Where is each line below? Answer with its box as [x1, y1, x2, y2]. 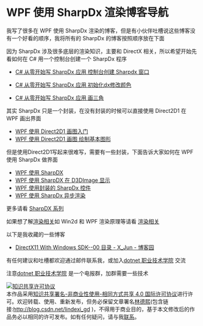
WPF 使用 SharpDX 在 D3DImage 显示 [15, 176, 111, 184]
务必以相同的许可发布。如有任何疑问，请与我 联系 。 [11, 313, 140, 321]
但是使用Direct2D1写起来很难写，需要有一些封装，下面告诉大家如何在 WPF [6, 148, 194, 156]
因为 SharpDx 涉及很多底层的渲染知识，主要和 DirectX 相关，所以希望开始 [6, 47, 192, 55]
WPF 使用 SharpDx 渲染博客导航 [6, 5, 169, 20]
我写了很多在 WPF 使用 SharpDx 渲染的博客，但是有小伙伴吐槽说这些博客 [6, 27, 190, 34]
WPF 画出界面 [6, 114, 41, 122]
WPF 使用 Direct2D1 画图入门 [15, 128, 88, 135]
